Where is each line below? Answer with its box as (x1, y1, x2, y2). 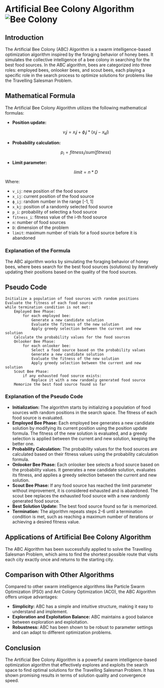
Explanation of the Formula (5, 247, 71, 254)
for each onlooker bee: (23, 343, 71, 348)
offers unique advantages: (5, 594, 58, 600)
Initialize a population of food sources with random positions (5, 296, 139, 301)
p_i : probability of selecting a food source (12, 209, 97, 215)
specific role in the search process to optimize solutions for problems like (5, 73, 153, 78)
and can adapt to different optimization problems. (12, 630, 112, 636)
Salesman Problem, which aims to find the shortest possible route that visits (5, 551, 158, 557)
